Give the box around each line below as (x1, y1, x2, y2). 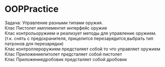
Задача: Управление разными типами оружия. (4, 20, 103, 26)
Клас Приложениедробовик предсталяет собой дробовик (4, 56, 127, 62)
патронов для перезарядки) (4, 40, 64, 46)
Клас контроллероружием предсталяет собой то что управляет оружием (4, 46, 161, 52)
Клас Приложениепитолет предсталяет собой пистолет (4, 51, 122, 57)
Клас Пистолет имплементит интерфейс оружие (4, 25, 107, 31)
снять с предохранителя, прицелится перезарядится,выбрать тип (14, 35, 154, 41)
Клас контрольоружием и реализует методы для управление (4, 30, 135, 36)
